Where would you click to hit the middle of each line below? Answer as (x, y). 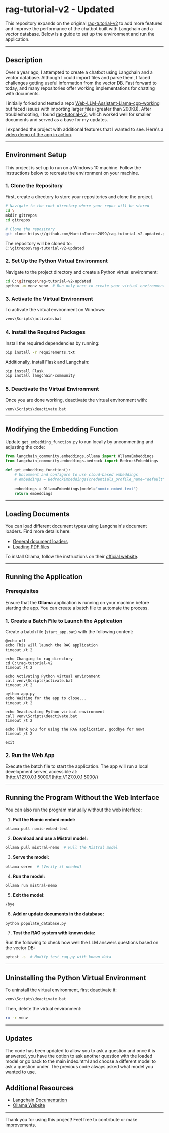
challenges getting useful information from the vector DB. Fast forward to (81, 83)
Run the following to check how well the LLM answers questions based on (82, 943)
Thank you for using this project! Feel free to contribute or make (71, 1120)
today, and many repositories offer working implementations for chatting (80, 88)
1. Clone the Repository (34, 186)
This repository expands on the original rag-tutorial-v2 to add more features (84, 23)
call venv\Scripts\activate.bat (39, 681)
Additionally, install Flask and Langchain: (47, 362)
